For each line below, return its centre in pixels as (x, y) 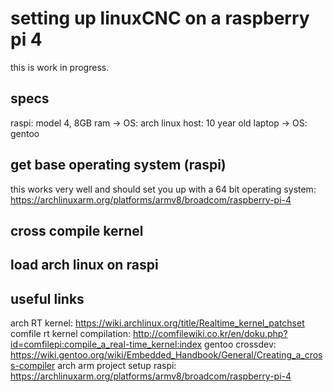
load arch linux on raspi (84, 265)
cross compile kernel (77, 230)
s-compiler (33, 366)
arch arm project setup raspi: (117, 366)
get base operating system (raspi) (118, 165)
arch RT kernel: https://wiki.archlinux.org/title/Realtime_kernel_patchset (157, 323)
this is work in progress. (60, 67)
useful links (47, 298)
